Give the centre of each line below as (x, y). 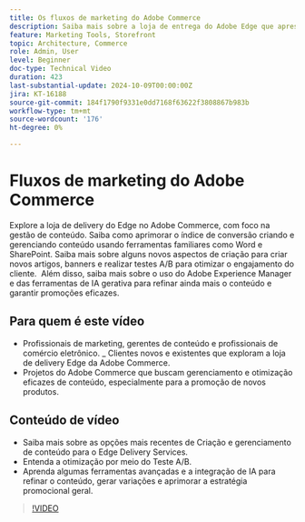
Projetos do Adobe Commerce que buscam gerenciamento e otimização (157, 372)
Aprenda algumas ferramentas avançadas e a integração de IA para (149, 471)
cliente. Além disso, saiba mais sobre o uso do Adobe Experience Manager (151, 273)
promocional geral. (58, 490)
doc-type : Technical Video (60, 69)
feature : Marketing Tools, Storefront (83, 35)
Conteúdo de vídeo (64, 421)
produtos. (40, 391)
